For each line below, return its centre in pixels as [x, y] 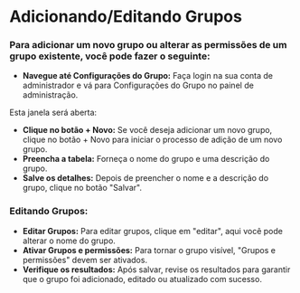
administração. [50, 95]
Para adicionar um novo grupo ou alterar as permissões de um [148, 45]
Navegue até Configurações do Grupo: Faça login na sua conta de [148, 76]
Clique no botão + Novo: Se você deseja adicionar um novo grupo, [147, 130]
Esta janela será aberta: [53, 113]
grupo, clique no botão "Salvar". [82, 188]
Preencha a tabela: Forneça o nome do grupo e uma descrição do [146, 159]
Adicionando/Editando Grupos [126, 17]
